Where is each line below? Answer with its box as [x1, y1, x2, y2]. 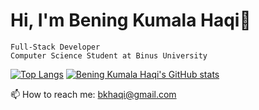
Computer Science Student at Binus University [10, 50, 208, 61]
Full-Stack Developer [10, 42, 101, 52]
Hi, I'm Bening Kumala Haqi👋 [10, 9, 252, 32]
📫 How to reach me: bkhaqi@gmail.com [10, 88, 177, 100]
